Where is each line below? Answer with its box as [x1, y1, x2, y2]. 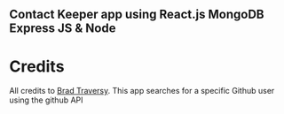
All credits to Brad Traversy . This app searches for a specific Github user [9, 86, 275, 96]
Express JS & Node [9, 21, 116, 36]
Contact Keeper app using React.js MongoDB [9, 7, 264, 22]
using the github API [9, 95, 83, 105]
